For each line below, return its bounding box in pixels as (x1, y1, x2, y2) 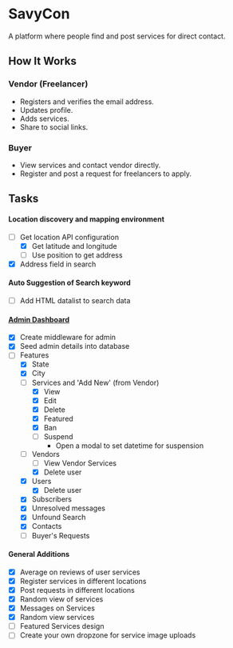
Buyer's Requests (31, 530, 90, 540)
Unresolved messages (31, 503, 106, 513)
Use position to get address (31, 250, 123, 260)
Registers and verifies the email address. (19, 97, 154, 106)
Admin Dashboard (8, 314, 70, 324)
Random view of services (19, 594, 104, 604)
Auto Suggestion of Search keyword (8, 278, 132, 288)
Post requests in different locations (19, 585, 136, 594)
